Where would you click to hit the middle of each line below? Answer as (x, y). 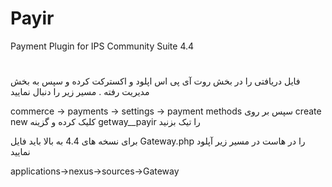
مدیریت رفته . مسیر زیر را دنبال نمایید (80, 92)
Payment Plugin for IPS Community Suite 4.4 (102, 46)
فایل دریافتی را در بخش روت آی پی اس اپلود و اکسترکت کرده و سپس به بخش (155, 81)
